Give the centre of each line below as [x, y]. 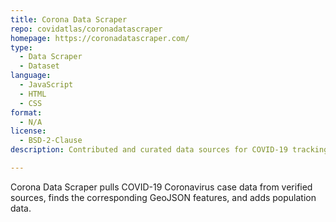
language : [31, 76]
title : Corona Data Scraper [69, 19]
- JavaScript [46, 85]
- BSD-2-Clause [51, 141]
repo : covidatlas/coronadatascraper [86, 29]
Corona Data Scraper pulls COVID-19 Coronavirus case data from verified [161, 187]
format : [26, 112]
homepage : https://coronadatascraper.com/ [100, 38]
